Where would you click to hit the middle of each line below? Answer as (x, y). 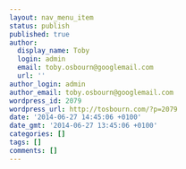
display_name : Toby (54, 51)
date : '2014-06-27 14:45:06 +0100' (76, 117)
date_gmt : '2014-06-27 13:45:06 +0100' (84, 126)
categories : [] (38, 134)
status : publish (39, 26)
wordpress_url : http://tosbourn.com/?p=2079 (93, 109)
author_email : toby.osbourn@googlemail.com (92, 92)
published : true (39, 34)
